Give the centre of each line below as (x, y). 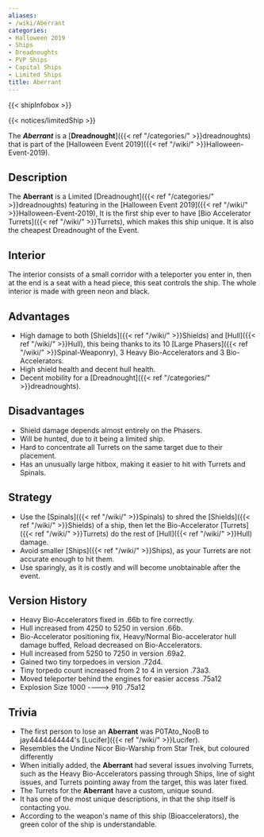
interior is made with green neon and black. (79, 292)
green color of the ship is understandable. (88, 824)
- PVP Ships (28, 60)
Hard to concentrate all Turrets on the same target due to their (121, 447)
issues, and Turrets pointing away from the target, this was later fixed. (134, 782)
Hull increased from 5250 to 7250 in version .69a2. (103, 653)
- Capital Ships (35, 68)
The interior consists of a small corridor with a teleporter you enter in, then (130, 274)
